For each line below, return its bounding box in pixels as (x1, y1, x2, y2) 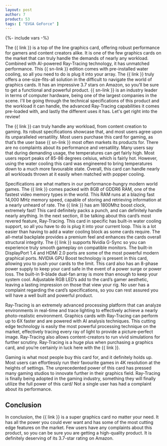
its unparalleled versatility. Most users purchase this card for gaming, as (5, 134, 154, 140)
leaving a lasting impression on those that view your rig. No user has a (5, 282, 150, 288)
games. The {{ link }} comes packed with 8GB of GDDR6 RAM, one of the (5, 186, 156, 192)
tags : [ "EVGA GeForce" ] (5, 21, 59, 26)
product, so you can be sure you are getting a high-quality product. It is (5, 430, 152, 436)
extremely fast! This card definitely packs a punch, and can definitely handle (5, 207, 163, 213)
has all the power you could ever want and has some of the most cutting (5, 419, 154, 425)
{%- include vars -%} (5, 35, 49, 41)
